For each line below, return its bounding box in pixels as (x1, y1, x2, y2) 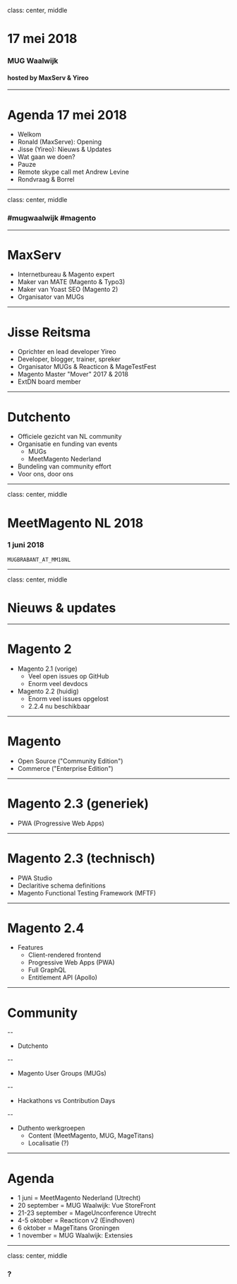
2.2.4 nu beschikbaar (28, 702, 90, 710)
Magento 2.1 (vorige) (17, 664, 78, 673)
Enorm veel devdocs (28, 679, 88, 688)
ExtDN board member (17, 377, 81, 386)
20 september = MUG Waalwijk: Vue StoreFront (17, 1201, 156, 1210)
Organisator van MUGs (17, 293, 85, 301)
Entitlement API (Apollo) (28, 973, 97, 982)
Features (17, 943, 44, 952)
